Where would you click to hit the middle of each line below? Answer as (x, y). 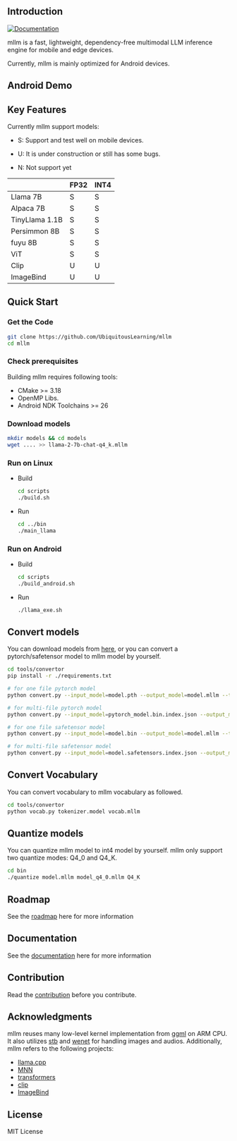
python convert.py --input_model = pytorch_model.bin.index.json (102, 714)
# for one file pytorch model (52, 689)
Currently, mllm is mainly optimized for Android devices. (89, 63)
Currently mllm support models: (53, 127)
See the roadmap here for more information (71, 917)
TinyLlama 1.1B (37, 220)
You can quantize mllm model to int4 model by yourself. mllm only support (115, 850)
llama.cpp (32, 1062)
